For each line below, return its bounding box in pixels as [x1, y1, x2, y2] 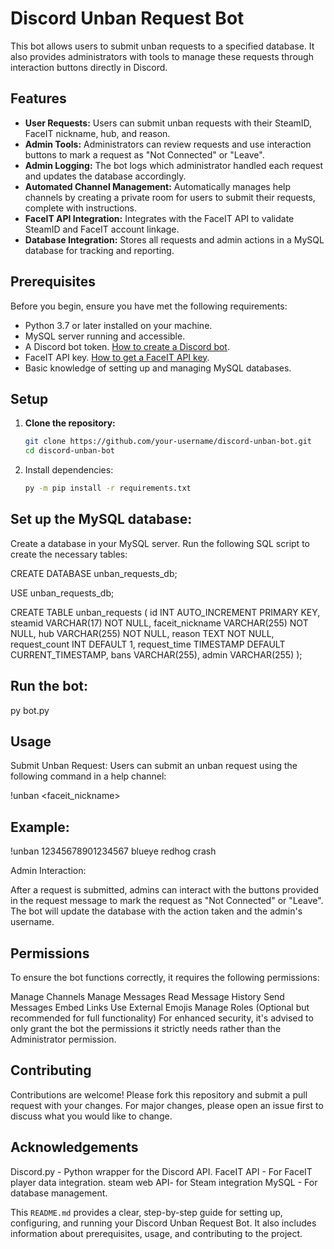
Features [10, 90, 67, 107]
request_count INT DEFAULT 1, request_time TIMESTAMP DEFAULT [10, 638, 286, 650]
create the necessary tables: [10, 548, 128, 560]
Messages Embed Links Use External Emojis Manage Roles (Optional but [10, 1002, 310, 1014]
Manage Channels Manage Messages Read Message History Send [10, 991, 285, 1003]
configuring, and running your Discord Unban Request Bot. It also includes [10, 1217, 317, 1229]
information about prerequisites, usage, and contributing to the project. [10, 1227, 303, 1239]
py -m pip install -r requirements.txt [24, 483, 192, 494]
